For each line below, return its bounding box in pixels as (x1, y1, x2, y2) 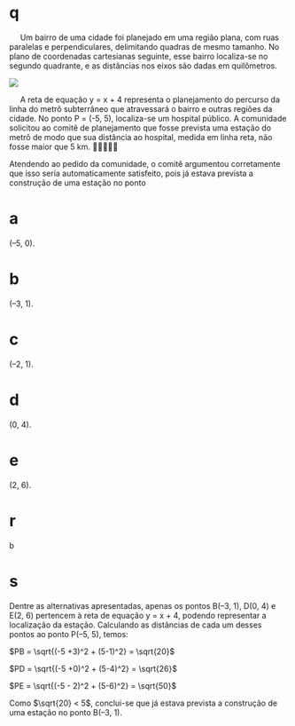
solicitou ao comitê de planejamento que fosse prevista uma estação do (9, 122, 272, 133)
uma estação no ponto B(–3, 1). (9, 706, 122, 717)
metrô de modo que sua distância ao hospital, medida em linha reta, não (9, 131, 273, 142)
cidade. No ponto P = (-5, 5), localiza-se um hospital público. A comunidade (9, 113, 287, 123)
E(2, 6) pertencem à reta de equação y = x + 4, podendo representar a (9, 610, 268, 620)
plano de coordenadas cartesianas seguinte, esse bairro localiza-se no (9, 51, 268, 61)
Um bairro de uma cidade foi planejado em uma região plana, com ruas (19, 32, 279, 43)
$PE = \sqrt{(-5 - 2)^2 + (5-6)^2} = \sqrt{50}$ (9, 680, 177, 690)
